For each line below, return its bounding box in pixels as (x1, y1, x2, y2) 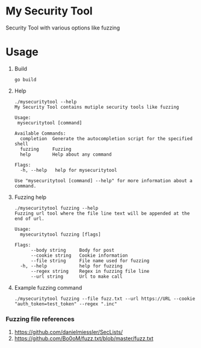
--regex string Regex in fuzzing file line (30, 268, 150, 274)
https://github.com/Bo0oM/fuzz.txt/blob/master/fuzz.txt (14, 335, 154, 342)
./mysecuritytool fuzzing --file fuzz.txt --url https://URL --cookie (14, 296, 196, 302)
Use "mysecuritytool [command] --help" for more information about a (14, 177, 193, 184)
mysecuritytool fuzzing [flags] (20, 231, 101, 237)
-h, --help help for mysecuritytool (20, 167, 117, 173)
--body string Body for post (30, 247, 115, 253)
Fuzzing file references (5, 314, 75, 323)
